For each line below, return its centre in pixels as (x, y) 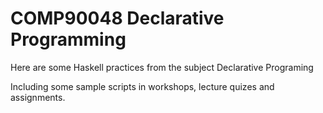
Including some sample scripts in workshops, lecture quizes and (142, 86)
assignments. (38, 97)
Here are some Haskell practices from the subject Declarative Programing (162, 67)
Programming (68, 39)
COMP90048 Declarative (117, 18)
